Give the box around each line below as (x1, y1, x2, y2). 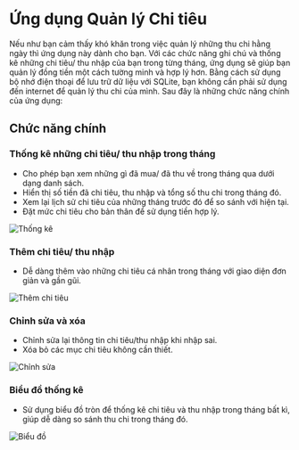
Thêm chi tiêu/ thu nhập (9, 245, 115, 258)
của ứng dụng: (9, 94, 63, 106)
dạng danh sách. (21, 177, 85, 188)
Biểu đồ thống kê (9, 384, 84, 397)
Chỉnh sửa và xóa (9, 315, 87, 327)
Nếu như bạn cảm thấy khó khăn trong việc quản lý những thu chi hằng (9, 38, 270, 49)
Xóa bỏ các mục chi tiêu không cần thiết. (21, 344, 173, 356)
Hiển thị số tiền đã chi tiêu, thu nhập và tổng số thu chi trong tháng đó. (21, 187, 282, 198)
